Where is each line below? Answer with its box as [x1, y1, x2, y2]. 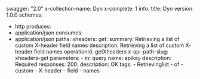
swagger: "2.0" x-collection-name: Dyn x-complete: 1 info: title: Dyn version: [6, 5, 194, 12]
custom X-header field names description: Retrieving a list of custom [14, 42, 184, 49]
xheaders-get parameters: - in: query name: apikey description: [14, 55, 172, 61]
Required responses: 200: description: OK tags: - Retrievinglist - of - [14, 61, 183, 68]
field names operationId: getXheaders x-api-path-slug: [33, 48, 169, 55]
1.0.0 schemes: [6, 11, 43, 18]
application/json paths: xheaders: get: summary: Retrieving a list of [14, 36, 180, 42]
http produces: [14, 23, 52, 30]
